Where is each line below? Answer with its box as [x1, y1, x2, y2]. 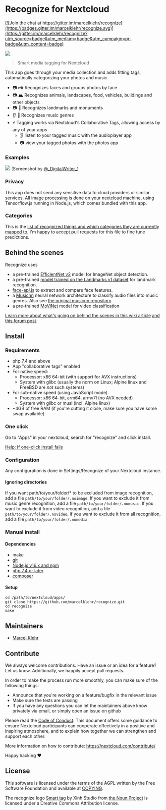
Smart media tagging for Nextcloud [17, 59, 89, 65]
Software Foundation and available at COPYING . [5, 785, 104, 791]
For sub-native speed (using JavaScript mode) [12, 390, 108, 396]
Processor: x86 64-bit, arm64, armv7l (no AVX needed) [19, 395, 133, 401]
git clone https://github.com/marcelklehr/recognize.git [5, 599, 125, 605]
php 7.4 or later [12, 568, 44, 574]
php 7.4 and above [12, 358, 51, 364]
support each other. [5, 733, 46, 739]
